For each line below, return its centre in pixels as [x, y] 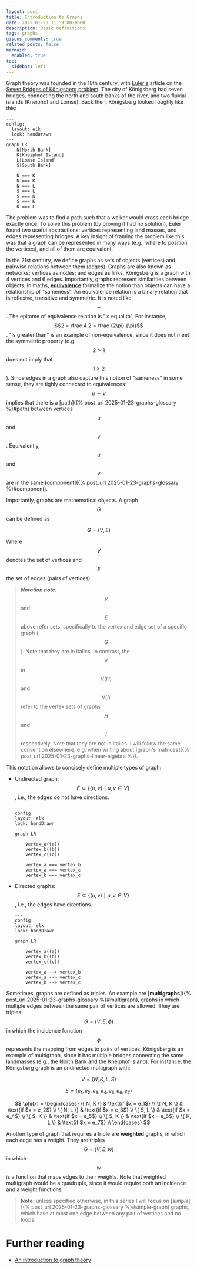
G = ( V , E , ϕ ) [99, 1021]
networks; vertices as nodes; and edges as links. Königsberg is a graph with [98, 273]
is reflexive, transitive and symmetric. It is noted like [69, 298]
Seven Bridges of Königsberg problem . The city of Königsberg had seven [95, 90]
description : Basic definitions [46, 28]
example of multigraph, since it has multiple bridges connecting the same [95, 1056]
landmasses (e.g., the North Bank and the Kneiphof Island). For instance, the [99, 1061]
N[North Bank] [34, 150]
